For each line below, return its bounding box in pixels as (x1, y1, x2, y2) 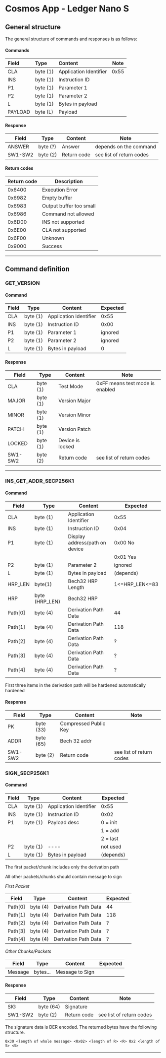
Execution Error (41, 186, 78, 193)
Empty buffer (41, 194, 73, 201)
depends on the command (95, 143, 157, 150)
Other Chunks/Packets (5, 948, 51, 954)
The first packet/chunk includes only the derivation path (5, 864, 120, 870)
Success (41, 243, 62, 250)
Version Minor (58, 411, 91, 418)
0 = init (101, 819, 118, 826)
